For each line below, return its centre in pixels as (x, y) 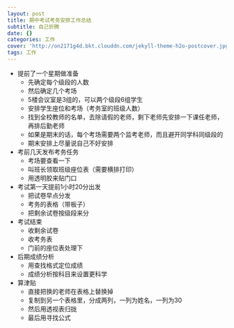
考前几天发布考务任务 (48, 151)
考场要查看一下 (49, 161)
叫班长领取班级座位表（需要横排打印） (83, 169)
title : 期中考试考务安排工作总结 (49, 20)
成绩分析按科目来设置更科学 (68, 274)
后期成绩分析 (36, 256)
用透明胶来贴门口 (52, 178)
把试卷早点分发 (49, 195)
